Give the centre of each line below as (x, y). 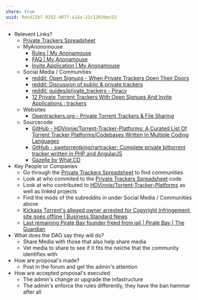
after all (32, 292)
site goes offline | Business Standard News (75, 216)
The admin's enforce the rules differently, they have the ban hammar (106, 285)
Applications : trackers (59, 103)
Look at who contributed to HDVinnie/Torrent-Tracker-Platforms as (104, 185)
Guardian (34, 229)
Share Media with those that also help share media (85, 241)
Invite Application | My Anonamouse (76, 65)
